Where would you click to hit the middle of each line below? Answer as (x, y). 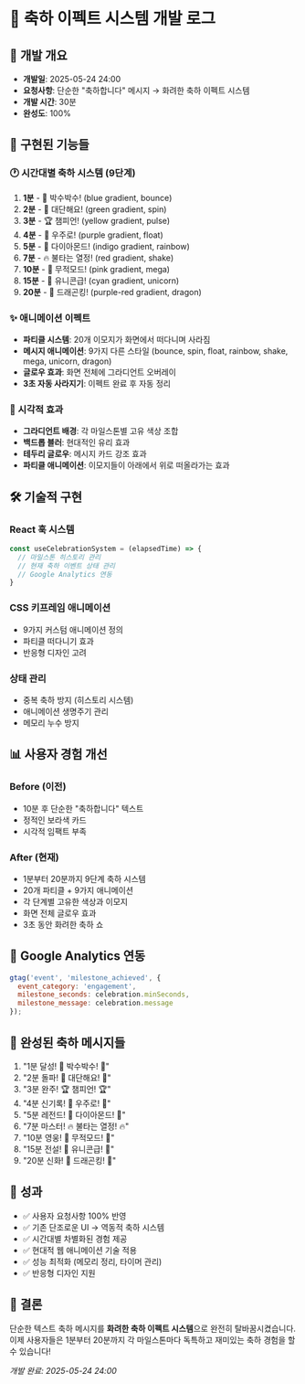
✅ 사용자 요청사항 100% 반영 (74, 1216)
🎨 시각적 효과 (37, 410)
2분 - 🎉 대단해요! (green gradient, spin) (95, 209)
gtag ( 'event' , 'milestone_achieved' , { (85, 978)
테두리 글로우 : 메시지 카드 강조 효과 (85, 454)
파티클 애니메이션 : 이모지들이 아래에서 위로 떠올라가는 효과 (126, 465)
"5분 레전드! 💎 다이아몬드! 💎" (74, 1114)
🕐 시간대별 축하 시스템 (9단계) (73, 173)
